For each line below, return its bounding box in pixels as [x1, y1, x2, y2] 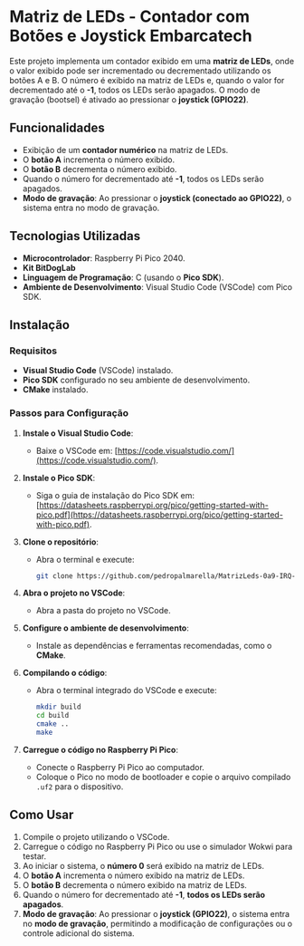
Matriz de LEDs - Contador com [9, 6, 251, 27]
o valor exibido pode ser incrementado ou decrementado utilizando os [9, 65, 271, 76]
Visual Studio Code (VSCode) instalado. [22, 365, 174, 376]
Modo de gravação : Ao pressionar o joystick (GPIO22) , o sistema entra [22, 908, 290, 919]
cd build [35, 711, 70, 720]
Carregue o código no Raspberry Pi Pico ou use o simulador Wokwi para [22, 841, 293, 852]
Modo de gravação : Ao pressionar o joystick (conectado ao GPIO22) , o [22, 192, 292, 203]
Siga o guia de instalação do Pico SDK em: [35, 489, 195, 500]
